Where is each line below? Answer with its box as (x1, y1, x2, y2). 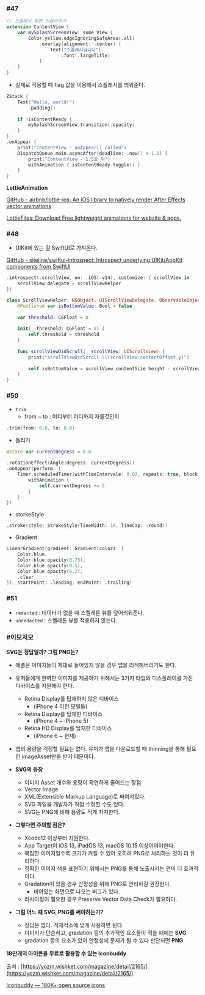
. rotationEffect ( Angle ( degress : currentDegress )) (6, 460, 135, 466)
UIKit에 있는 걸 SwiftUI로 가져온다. (15, 244, 98, 252)
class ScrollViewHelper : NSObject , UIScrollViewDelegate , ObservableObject (6, 297, 203, 304)
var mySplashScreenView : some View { (17, 29, 113, 36)
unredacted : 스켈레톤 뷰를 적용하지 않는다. (15, 616, 118, 624)
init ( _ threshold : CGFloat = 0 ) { (17, 326, 105, 332)
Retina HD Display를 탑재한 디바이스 (24, 724, 112, 732)
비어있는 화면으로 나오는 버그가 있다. (33, 887, 120, 895)
